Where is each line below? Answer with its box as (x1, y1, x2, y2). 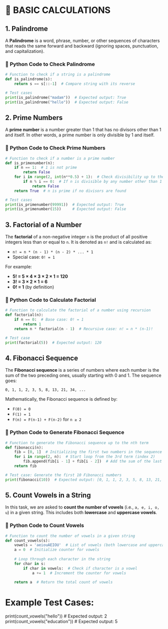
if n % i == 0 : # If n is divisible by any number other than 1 (23, 179, 162, 184)
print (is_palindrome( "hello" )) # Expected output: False (5, 99, 128, 104)
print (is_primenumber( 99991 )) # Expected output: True (5, 202, 124, 207)
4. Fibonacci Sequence (5, 354, 78, 362)
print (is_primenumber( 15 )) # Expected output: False (5, 207, 126, 212)
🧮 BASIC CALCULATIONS (5, 4, 111, 16)
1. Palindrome (5, 24, 48, 33)
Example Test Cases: (5, 597, 94, 608)
